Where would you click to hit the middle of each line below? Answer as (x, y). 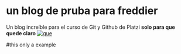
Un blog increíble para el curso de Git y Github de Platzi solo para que (91, 27)
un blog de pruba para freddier (82, 11)
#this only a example (31, 45)
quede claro (21, 33)
